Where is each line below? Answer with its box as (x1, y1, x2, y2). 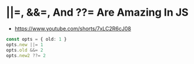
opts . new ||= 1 (6, 41, 44, 48)
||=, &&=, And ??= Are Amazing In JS (6, 6, 189, 19)
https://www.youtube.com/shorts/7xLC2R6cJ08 (14, 25, 131, 32)
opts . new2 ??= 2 (6, 52, 46, 58)
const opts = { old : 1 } (6, 36, 67, 42)
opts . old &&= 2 (6, 47, 44, 53)
